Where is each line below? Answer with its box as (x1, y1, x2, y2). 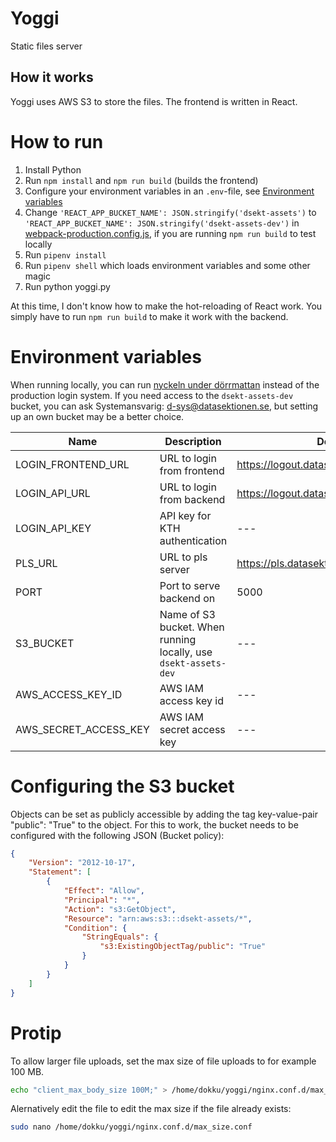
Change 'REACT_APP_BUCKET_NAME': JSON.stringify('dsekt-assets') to (24, 206, 317, 218)
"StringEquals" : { (81, 932, 159, 942)
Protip (10, 1022, 62, 1044)
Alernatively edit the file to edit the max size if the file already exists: (10, 1103, 292, 1115)
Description (164, 434, 222, 448)
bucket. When (159, 620, 225, 634)
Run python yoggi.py (24, 280, 111, 292)
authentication (159, 533, 228, 547)
